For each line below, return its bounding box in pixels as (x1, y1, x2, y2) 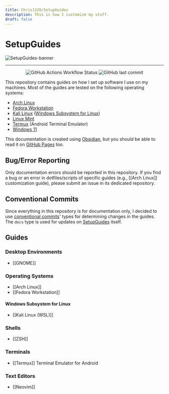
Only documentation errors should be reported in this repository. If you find (5, 170, 161, 176)
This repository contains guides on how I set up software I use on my (5, 79, 148, 86)
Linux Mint (12, 116, 35, 122)
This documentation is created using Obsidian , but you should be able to (5, 136, 156, 142)
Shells (5, 325, 21, 332)
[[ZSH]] (12, 336, 29, 342)
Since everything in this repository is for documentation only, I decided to (5, 208, 157, 214)
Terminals (5, 348, 30, 355)
